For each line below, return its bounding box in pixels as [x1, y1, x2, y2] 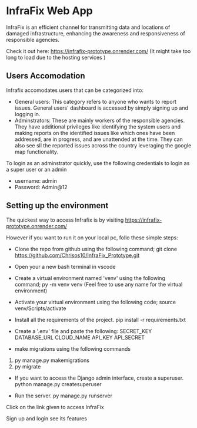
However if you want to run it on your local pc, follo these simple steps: [6, 234, 178, 241]
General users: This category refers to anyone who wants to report [14, 98, 176, 105]
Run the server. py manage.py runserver [14, 392, 113, 399]
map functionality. [14, 148, 59, 155]
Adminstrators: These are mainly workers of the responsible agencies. [14, 117, 185, 124]
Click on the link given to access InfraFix [6, 403, 104, 410]
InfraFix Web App [6, 4, 93, 18]
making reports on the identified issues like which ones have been [14, 129, 175, 136]
